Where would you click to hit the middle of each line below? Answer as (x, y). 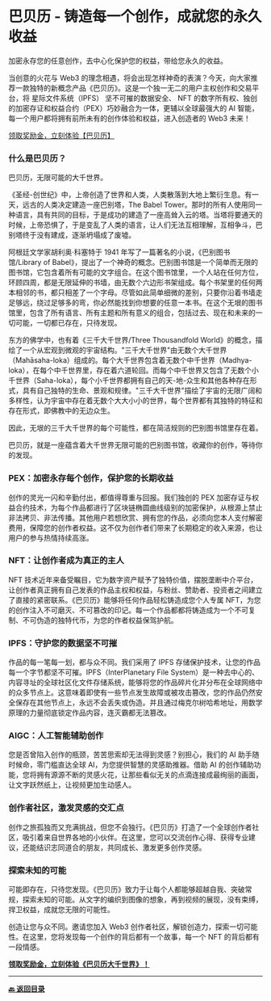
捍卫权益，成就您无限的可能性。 (61, 910)
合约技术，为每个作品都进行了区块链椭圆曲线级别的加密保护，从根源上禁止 (139, 507)
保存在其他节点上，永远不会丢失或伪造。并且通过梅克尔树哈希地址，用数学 (139, 703)
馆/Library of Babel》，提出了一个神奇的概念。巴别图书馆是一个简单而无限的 (133, 263)
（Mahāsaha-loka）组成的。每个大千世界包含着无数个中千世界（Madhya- (130, 360)
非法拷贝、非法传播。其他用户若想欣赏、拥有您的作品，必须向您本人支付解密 (135, 517)
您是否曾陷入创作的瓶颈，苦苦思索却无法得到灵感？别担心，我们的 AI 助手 (130, 755)
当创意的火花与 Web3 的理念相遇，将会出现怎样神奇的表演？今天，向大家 (130, 78)
